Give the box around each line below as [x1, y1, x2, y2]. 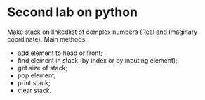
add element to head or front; [17, 49, 103, 57]
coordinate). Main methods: [7, 35, 88, 43]
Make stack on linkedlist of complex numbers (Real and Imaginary [7, 27, 198, 36]
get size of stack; [17, 63, 68, 72]
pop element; [17, 71, 56, 80]
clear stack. [17, 86, 52, 94]
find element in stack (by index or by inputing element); [17, 56, 178, 64]
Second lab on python [7, 4, 138, 20]
